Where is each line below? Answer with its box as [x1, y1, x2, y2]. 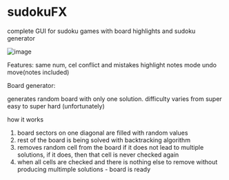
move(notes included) [7, 68, 70, 76]
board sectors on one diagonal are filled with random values [17, 128, 188, 137]
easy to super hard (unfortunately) [7, 102, 105, 110]
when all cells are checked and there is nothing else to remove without [17, 157, 218, 166]
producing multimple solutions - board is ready [17, 165, 151, 173]
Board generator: [7, 81, 56, 89]
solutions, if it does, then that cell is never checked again [17, 150, 179, 159]
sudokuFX [7, 4, 68, 20]
